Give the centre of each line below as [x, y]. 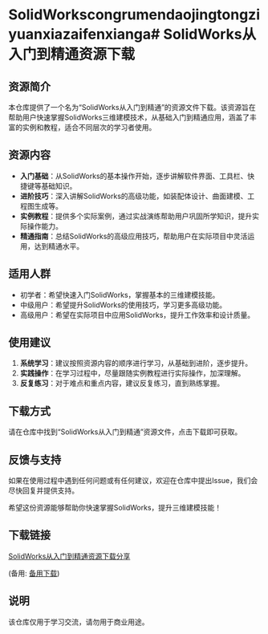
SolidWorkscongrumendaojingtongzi [134, 15]
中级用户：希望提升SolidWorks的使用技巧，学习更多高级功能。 [123, 305]
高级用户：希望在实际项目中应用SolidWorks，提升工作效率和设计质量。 [137, 315]
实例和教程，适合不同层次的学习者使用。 [89, 127]
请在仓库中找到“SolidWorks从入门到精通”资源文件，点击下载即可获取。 [125, 432]
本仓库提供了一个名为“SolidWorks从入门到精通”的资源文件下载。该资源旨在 [132, 107]
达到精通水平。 [59, 246]
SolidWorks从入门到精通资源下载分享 [69, 556]
